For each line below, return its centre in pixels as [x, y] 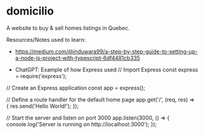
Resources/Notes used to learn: [46, 39]
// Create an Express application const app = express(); [76, 88]
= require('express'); [41, 76]
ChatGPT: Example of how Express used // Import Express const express [107, 69]
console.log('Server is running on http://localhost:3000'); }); [82, 124]
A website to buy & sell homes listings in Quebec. [68, 28]
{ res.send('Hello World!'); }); [43, 106]
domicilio [30, 11]
